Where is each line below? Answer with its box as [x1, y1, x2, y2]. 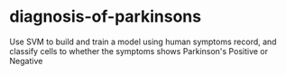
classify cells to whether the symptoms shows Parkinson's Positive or [9, 45, 269, 56]
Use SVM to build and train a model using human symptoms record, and [9, 36, 277, 47]
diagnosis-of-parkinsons [9, 6, 201, 27]
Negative [9, 55, 43, 66]
